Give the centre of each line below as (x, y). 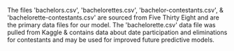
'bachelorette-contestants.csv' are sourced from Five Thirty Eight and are (114, 17)
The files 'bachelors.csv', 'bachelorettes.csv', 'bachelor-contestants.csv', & (115, 10)
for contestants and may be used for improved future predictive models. (111, 40)
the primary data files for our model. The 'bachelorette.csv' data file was (111, 25)
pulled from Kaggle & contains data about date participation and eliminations (117, 32)
